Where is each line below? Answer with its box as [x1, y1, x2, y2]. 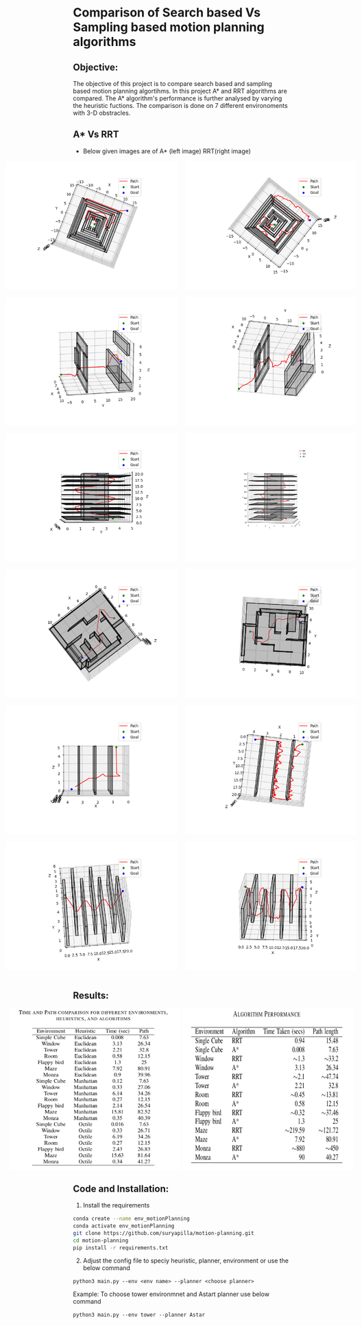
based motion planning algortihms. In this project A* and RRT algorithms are [73, 87, 287, 95]
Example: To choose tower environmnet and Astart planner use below [73, 1290, 270, 1298]
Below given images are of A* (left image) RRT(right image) [82, 146, 251, 155]
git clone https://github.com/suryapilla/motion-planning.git [73, 1229, 254, 1236]
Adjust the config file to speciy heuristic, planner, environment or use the [82, 1256, 289, 1265]
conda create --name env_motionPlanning [73, 1215, 191, 1223]
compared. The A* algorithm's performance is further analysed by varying [73, 94, 282, 102]
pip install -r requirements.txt [73, 1244, 169, 1251]
